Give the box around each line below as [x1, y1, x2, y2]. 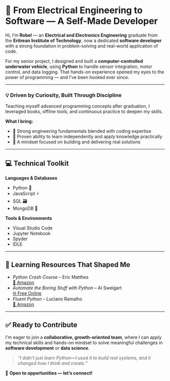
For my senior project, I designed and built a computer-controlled [5, 58, 143, 64]
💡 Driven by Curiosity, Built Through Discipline [5, 91, 122, 98]
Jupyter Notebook [12, 231, 51, 237]
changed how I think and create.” [17, 360, 88, 366]
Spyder [12, 236, 28, 242]
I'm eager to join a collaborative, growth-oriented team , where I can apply [5, 334, 162, 340]
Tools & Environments [5, 215, 52, 221]
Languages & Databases [5, 175, 58, 181]
